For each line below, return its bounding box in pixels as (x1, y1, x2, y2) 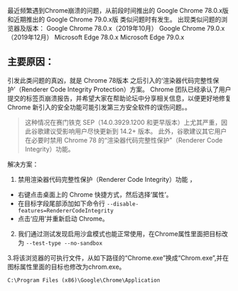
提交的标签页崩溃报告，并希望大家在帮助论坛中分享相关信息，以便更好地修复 (7, 93, 232, 102)
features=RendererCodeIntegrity (17, 207, 114, 214)
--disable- (106, 200, 139, 208)
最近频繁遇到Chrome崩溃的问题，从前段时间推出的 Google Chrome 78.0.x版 (7, 6, 229, 14)
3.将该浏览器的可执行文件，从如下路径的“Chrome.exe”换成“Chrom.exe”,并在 (7, 253, 229, 262)
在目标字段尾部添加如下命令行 (17, 199, 105, 208)
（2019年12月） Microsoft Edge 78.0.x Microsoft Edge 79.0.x (7, 33, 185, 41)
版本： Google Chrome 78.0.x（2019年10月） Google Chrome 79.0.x (26, 24, 225, 32)
